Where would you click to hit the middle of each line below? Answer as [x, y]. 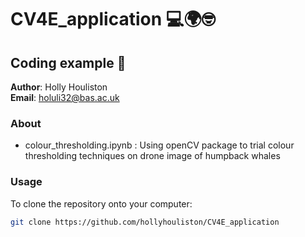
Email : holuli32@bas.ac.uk [65, 97]
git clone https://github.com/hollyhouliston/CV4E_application [145, 222]
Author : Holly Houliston [59, 87]
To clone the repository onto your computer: [101, 203]
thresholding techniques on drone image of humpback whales [152, 156]
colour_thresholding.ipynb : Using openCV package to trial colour [159, 145]
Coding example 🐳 [68, 62]
